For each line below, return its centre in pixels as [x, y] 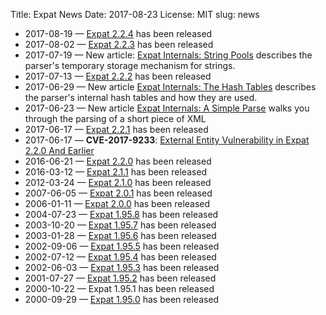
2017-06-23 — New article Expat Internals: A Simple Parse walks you [167, 108]
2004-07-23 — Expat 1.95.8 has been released [121, 214]
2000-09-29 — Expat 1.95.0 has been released [122, 299]
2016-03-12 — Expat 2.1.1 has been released [116, 172]
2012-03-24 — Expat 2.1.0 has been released [118, 182]
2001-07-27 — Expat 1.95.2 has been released [120, 278]
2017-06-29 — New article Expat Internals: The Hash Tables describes [170, 87]
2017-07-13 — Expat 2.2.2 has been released [118, 76]
